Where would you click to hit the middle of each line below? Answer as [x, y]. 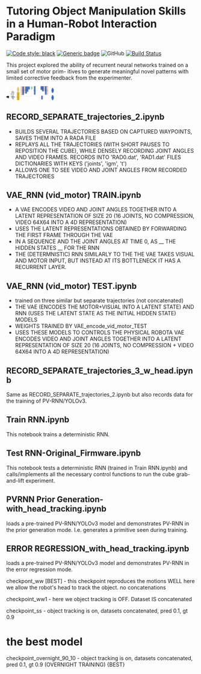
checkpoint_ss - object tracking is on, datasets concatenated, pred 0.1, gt [97, 611]
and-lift [15, 480]
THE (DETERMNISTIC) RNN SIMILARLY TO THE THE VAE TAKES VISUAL [105, 255]
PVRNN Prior [31, 500]
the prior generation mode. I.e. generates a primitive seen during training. [97, 530]
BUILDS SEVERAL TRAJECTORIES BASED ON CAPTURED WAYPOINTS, [104, 131]
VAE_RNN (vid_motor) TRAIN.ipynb [74, 195]
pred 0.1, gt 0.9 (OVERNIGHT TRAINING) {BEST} [66, 665]
